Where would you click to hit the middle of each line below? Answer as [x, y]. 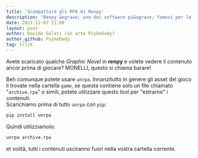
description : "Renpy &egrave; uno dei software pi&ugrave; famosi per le [99, 17]
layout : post [22, 28]
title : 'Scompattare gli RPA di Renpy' [55, 12]
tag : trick [20, 45]
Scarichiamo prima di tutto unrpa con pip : [56, 104]
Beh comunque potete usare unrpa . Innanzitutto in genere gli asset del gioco [99, 79]
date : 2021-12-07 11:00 [35, 22]
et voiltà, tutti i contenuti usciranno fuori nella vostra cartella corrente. [91, 149]
